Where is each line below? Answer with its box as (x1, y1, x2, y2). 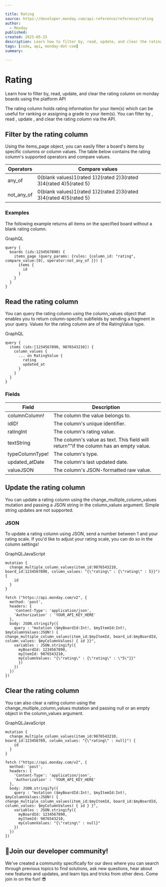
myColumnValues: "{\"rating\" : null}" (18, 821, 100, 826)
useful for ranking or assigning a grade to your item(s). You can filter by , (5, 111, 153, 116)
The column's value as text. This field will (53, 436, 149, 443)
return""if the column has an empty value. (53, 442, 151, 449)
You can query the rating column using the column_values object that (5, 311, 146, 317)
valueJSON (7, 466, 34, 473)
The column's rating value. (53, 428, 115, 435)
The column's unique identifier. (53, 420, 126, 427)
